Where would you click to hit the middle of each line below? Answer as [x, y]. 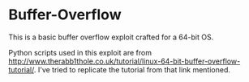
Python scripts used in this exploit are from [80, 52]
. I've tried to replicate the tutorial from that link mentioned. [132, 69]
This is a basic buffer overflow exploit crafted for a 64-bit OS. [111, 37]
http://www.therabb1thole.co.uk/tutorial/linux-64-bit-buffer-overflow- [124, 61]
